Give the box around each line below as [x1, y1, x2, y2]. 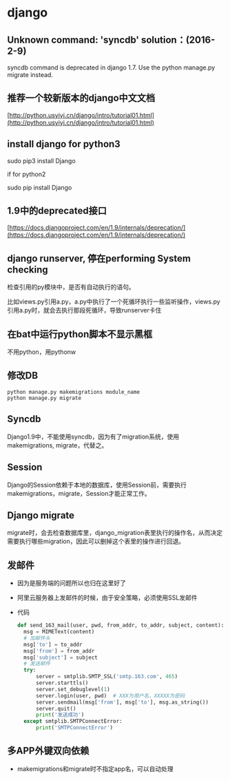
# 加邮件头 [23, 635, 51, 642]
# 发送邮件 [23, 660, 51, 667]
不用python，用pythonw [7, 348, 76, 356]
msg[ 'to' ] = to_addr [23, 641, 83, 648]
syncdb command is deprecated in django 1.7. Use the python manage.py [7, 63, 216, 72]
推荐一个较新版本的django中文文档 [7, 92, 156, 104]
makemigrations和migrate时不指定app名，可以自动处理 [17, 764, 174, 772]
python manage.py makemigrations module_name [7, 388, 140, 395]
